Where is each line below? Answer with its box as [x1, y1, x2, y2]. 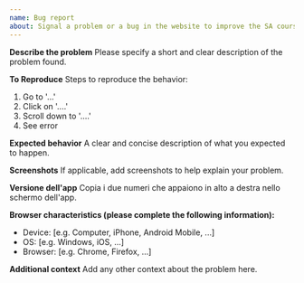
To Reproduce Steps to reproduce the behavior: [9, 73, 188, 84]
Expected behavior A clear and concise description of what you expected [9, 137, 286, 148]
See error [22, 119, 59, 131]
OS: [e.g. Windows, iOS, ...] [22, 236, 125, 247]
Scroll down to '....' [22, 110, 92, 121]
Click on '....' [22, 100, 69, 111]
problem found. [9, 56, 67, 67]
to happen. [9, 146, 50, 158]
